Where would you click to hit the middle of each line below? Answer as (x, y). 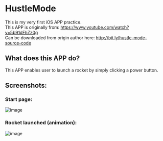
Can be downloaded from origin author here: (50, 38)
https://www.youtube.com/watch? (95, 27)
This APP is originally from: (32, 27)
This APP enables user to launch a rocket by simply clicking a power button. (81, 70)
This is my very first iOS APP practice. (43, 22)
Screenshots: (26, 85)
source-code (18, 43)
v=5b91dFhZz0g (22, 32)
